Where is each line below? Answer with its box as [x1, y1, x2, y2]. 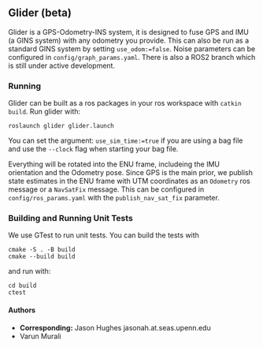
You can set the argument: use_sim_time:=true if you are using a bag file [8, 136, 243, 145]
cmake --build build [8, 252, 76, 261]
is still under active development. [8, 61, 116, 70]
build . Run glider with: [8, 106, 81, 117]
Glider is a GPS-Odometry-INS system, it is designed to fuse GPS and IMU [8, 27, 250, 36]
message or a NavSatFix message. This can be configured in [8, 185, 205, 194]
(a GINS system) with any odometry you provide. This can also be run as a [8, 35, 250, 45]
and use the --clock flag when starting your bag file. [8, 144, 179, 154]
